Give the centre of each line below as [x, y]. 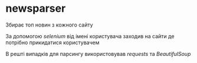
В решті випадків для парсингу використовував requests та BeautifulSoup [98, 54]
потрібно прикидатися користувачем [52, 42]
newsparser [36, 9]
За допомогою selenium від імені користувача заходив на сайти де [90, 36]
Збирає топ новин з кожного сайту [49, 25]
